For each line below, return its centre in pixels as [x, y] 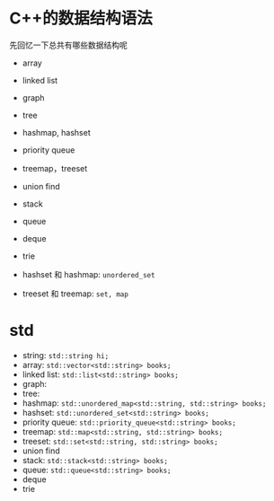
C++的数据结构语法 [81, 18]
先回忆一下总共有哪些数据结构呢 [68, 45]
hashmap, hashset [57, 132]
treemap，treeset [55, 168]
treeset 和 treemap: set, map [75, 294]
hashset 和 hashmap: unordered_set [88, 274]
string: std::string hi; [66, 355]
